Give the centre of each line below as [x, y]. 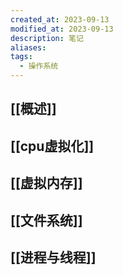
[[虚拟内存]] [46, 183]
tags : [21, 57]
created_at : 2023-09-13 [60, 19]
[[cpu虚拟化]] [52, 146]
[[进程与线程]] [53, 257]
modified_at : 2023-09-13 [62, 29]
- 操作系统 [39, 66]
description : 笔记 [47, 38]
